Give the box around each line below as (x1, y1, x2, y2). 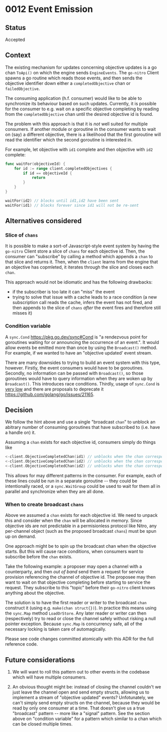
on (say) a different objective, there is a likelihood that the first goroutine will (5, 131, 162, 137)
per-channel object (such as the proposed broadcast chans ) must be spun (5, 528, 157, 534)
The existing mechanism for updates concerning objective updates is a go (5, 64, 157, 70)
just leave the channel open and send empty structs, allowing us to (12, 689, 150, 695)
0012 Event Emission (5, 3, 93, 15)
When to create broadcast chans (5, 501, 84, 508)
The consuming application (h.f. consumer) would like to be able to (5, 95, 142, 101)
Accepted (5, 36, 25, 42)
